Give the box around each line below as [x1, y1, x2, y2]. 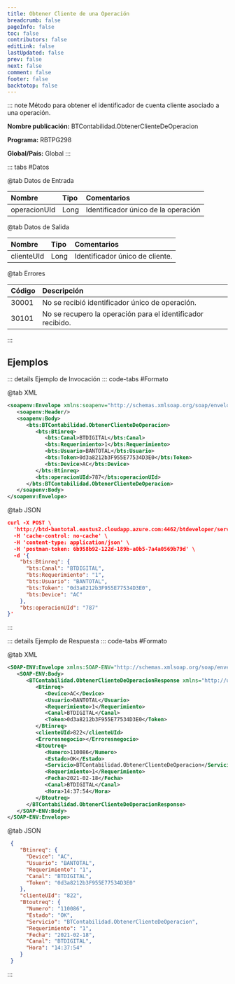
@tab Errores [7, 269, 45, 278]
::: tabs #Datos [7, 163, 50, 172]
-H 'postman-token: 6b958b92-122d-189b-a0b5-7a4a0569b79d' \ [13, 545, 196, 552]
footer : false [7, 75, 49, 83]
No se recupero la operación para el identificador [42, 309, 204, 319]
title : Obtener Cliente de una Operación [7, 10, 130, 18]
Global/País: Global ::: [7, 149, 71, 158]
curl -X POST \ [7, 519, 52, 526]
